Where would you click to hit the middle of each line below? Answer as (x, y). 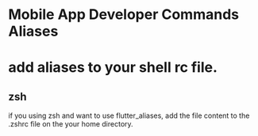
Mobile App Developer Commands (124, 15)
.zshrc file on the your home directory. (71, 124)
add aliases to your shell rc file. (113, 68)
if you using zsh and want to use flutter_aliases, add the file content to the (129, 115)
